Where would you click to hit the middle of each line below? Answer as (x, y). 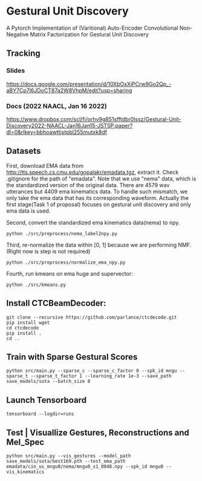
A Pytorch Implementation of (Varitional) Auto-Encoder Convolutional (92, 28)
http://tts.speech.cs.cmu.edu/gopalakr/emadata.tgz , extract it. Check (93, 172)
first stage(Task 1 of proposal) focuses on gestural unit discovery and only (99, 204)
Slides (16, 71)
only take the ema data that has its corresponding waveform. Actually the (98, 197)
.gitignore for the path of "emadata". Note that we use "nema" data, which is (101, 178)
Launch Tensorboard (46, 400)
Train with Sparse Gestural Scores (72, 357)
